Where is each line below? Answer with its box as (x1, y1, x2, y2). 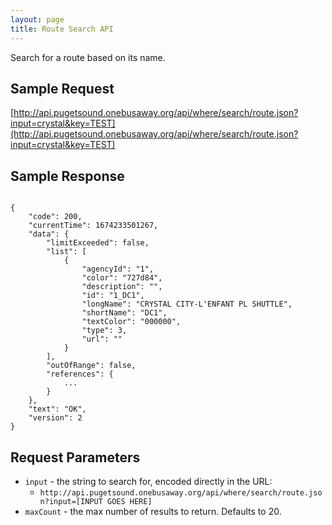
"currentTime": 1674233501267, (28, 221, 159, 231)
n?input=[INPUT (39, 496, 103, 506)
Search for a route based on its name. (10, 51, 166, 63)
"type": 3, (81, 326, 128, 336)
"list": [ (46, 247, 87, 257)
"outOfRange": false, (46, 361, 137, 371)
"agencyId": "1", (81, 264, 155, 275)
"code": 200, (28, 212, 83, 222)
